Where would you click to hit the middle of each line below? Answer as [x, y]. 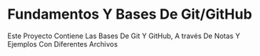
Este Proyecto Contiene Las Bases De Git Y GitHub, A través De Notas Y [124, 36]
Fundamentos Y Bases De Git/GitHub [130, 14]
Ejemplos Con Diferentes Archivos [63, 44]
